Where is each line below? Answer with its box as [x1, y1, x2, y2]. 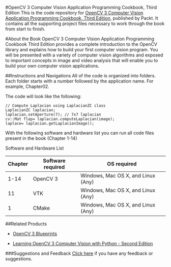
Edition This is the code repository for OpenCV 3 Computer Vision [5, 10, 144, 16]
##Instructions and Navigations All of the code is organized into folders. [5, 73, 156, 78]
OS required [106, 160, 137, 167]
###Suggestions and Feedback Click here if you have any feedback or [5, 250, 153, 256]
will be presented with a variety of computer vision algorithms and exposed [5, 52, 163, 58]
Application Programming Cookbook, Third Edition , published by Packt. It [5, 15, 159, 21]
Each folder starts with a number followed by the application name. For [5, 78, 154, 84]
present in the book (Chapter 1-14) [5, 135, 77, 141]
